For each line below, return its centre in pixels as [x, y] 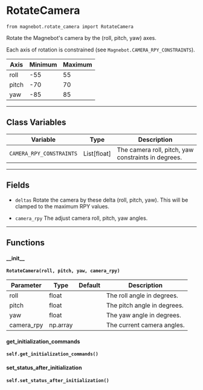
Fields [18, 185]
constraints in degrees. [150, 157]
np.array [61, 325]
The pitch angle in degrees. [145, 305]
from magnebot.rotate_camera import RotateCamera [70, 27]
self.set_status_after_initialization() [58, 380]
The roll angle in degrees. [142, 296]
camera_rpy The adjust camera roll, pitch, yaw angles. [81, 218]
